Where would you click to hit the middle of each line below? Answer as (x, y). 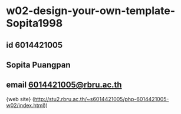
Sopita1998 (34, 23)
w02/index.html (25, 105)
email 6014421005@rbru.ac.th (64, 85)
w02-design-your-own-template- (91, 11)
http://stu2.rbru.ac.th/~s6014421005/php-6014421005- (102, 99)
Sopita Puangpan (38, 65)
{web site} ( (20, 99)
